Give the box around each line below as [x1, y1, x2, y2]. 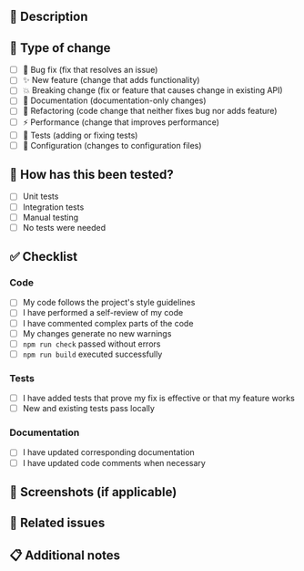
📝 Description [9, 9, 88, 25]
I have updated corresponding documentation [22, 447, 196, 458]
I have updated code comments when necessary [22, 457, 207, 468]
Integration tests [22, 202, 85, 213]
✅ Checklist [9, 249, 78, 265]
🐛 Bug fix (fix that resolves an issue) [22, 65, 158, 76]
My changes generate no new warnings [22, 327, 172, 338]
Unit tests [22, 191, 59, 202]
